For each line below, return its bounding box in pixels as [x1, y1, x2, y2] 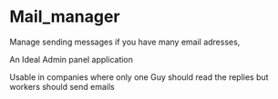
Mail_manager [9, 6, 120, 27]
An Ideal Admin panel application [9, 54, 134, 64]
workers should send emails [9, 81, 116, 92]
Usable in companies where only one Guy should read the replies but [9, 71, 269, 83]
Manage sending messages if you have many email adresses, [9, 36, 241, 47]
